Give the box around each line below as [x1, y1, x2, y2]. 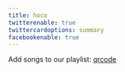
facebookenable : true [8, 33, 80, 41]
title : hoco [8, 11, 47, 20]
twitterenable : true [8, 19, 77, 27]
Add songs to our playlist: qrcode [8, 55, 117, 64]
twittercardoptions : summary [8, 26, 104, 34]
